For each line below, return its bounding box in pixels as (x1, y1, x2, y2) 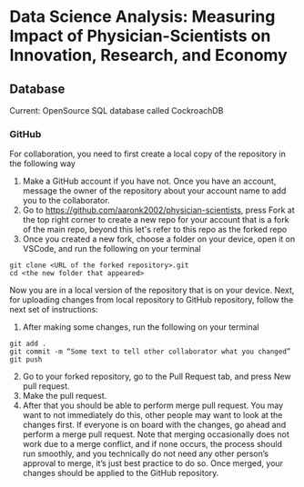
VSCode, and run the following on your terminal (22, 243, 202, 254)
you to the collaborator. (22, 195, 111, 206)
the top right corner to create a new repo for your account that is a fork (22, 214, 289, 225)
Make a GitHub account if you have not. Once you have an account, (22, 175, 277, 187)
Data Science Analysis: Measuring (9, 6, 276, 27)
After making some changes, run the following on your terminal (22, 322, 259, 333)
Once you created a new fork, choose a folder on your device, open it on (22, 234, 296, 244)
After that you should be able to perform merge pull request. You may (22, 400, 284, 411)
